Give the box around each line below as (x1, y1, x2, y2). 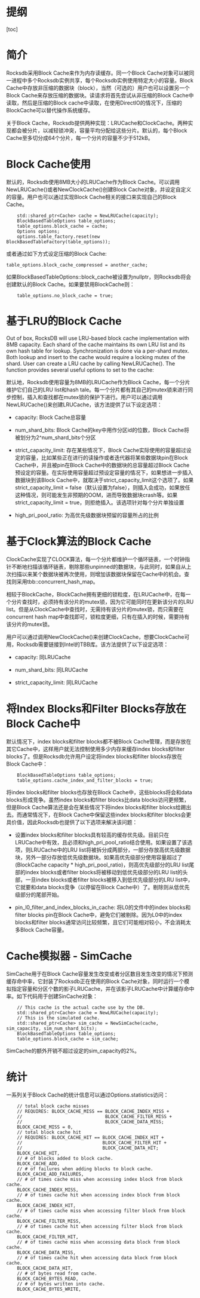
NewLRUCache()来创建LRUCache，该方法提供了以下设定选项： (6, 401, 162, 408)
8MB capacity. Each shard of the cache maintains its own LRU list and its (6, 341, 185, 348)
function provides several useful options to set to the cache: (6, 366, 154, 374)
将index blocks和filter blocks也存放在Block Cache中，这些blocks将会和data (6, 788, 192, 795)
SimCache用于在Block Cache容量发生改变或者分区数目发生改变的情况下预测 (6, 970, 193, 977)
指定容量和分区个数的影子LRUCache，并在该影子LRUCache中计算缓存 (11, 985, 184, 992)
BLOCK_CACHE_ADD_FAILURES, (17, 1171, 84, 1177)
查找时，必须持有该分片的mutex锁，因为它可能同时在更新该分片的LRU (21, 598, 194, 605)
